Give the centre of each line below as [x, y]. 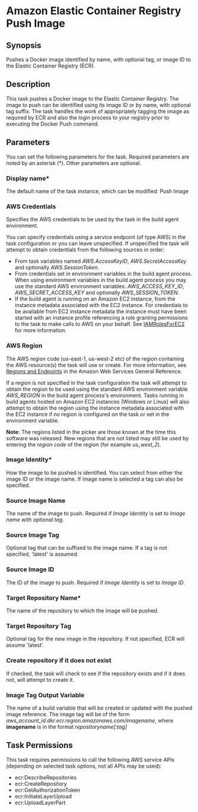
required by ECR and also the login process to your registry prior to [88, 117]
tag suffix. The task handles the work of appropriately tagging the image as [98, 111]
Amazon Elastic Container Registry [94, 11]
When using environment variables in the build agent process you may [100, 280]
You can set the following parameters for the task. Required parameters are [98, 157]
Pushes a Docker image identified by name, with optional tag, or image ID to [98, 59]
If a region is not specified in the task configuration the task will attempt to [97, 382]
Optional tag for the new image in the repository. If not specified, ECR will [95, 639]
